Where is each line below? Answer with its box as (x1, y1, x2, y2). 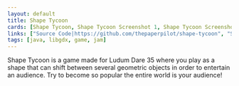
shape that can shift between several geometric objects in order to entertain (7, 63, 230, 72)
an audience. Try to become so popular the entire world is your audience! (7, 71, 223, 80)
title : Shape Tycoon (7, 17, 69, 24)
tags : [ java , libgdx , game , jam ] (7, 37, 107, 44)
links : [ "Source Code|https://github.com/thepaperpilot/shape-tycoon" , (7, 30, 224, 37)
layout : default (7, 10, 55, 18)
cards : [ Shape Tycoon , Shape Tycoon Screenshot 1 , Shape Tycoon (7, 23, 202, 30)
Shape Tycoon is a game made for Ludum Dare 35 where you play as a (7, 56, 215, 64)
